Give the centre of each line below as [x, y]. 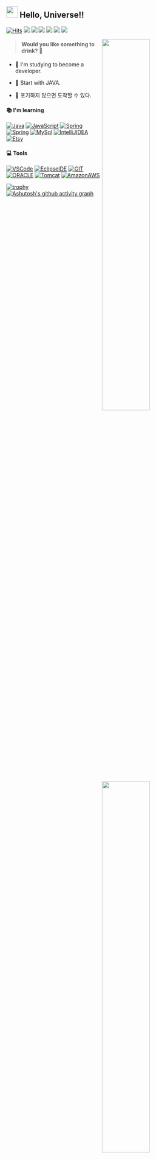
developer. [28, 71]
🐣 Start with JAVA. [38, 83]
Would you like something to [58, 44]
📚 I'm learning [25, 110]
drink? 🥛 [32, 51]
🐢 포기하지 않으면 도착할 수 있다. [53, 96]
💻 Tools [17, 153]
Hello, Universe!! [52, 15]
